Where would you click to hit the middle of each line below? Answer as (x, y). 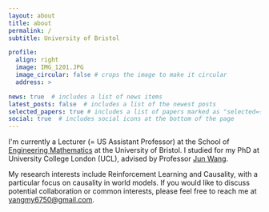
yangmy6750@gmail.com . (51, 200)
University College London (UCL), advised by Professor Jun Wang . (118, 159)
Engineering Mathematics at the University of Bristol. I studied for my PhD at (134, 150)
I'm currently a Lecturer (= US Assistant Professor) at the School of (119, 142)
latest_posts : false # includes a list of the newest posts (112, 104)
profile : (23, 53)
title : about (30, 23)
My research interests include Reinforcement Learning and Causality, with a (133, 174)
